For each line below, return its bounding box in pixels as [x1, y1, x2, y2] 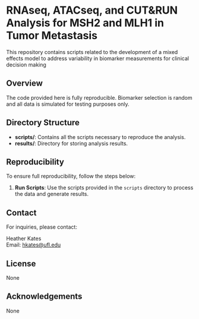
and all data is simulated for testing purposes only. [6, 100, 129, 108]
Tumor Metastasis [6, 29, 98, 42]
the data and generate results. [14, 191, 89, 198]
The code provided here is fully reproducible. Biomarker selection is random [6, 94, 192, 101]
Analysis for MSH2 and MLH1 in [6, 16, 165, 30]
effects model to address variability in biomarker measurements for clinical [6, 55, 189, 62]
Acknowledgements [6, 292, 83, 302]
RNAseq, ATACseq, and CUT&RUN [6, 4, 178, 17]
